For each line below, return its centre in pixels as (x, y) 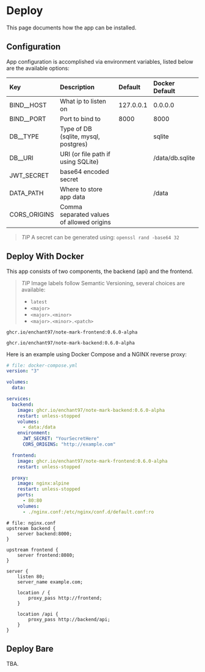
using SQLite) (79, 162)
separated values (85, 214)
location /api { (38, 614)
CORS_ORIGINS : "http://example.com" (69, 444)
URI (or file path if (85, 154)
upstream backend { (31, 528)
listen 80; (31, 577)
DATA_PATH (27, 193)
